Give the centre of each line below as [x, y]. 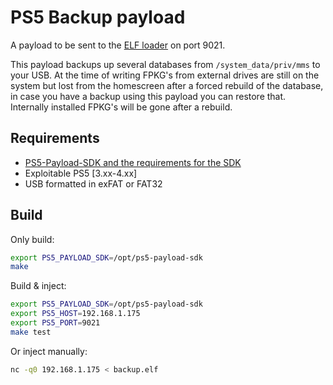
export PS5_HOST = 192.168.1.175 [75, 314]
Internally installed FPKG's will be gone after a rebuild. [121, 107]
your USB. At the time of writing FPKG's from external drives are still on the [165, 75]
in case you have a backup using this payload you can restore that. [148, 96]
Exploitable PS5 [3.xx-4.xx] [81, 173]
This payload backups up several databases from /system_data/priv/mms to [165, 64]
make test [31, 332]
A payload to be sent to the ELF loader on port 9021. [118, 45]
